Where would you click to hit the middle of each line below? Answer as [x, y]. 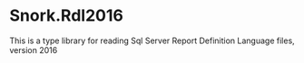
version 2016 [34, 49]
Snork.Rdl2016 [67, 16]
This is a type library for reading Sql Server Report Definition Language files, [152, 40]
